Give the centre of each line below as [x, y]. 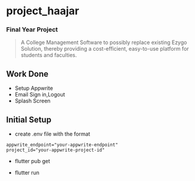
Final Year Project [32, 30]
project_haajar [43, 11]
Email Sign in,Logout [40, 95]
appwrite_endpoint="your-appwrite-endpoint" [62, 145]
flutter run [27, 173]
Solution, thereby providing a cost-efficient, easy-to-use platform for [105, 49]
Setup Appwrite [34, 88]
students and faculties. [49, 55]
